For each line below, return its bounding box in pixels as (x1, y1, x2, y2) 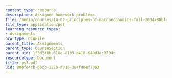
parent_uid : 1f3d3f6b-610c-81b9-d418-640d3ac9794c (5, 50, 116, 55)
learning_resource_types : (5, 27, 60, 32)
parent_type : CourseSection (5, 46, 66, 51)
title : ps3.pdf (5, 60, 38, 65)
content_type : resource (5, 7, 56, 13)
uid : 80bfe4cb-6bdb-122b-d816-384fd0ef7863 (5, 65, 100, 70)
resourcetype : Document (5, 55, 56, 61)
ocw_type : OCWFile (5, 36, 45, 42)
